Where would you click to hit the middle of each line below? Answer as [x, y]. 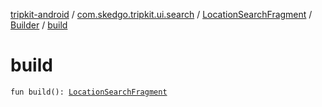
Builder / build [39, 25]
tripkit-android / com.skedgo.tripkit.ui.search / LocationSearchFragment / [161, 14]
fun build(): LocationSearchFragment [89, 92]
